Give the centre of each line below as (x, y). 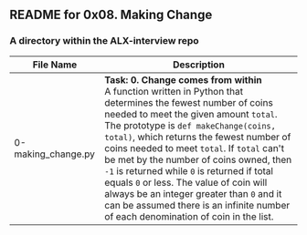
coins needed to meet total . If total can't (195, 148)
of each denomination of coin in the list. (189, 216)
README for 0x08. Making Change (111, 15)
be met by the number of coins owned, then (198, 159)
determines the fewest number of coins (189, 102)
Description (199, 65)
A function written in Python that (174, 91)
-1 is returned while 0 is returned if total (189, 170)
